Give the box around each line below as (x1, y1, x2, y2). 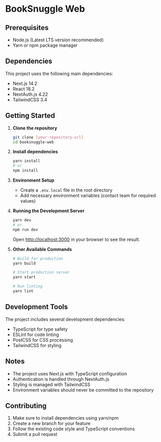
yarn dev (12, 217, 31, 223)
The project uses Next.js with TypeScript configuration (12, 370, 127, 377)
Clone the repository (12, 125, 57, 131)
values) (20, 198, 36, 204)
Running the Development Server (12, 208, 85, 214)
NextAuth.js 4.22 (12, 91, 48, 97)
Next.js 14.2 (12, 80, 38, 87)
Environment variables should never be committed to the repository (12, 386, 154, 393)
